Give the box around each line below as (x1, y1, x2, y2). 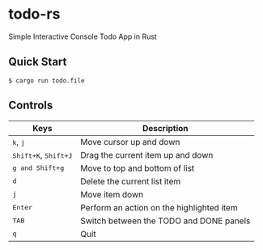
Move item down (80, 189, 144, 200)
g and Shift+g (12, 163, 65, 172)
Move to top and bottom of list (80, 163, 195, 174)
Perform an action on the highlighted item (80, 201, 238, 213)
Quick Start (8, 55, 67, 69)
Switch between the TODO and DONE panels (80, 215, 251, 227)
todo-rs (8, 5, 61, 23)
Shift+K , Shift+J (12, 149, 73, 160)
